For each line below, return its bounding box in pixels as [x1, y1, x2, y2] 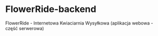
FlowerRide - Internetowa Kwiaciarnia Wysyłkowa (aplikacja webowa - [5, 20, 153, 26]
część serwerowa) [5, 25, 44, 31]
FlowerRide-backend [5, 3, 97, 15]
